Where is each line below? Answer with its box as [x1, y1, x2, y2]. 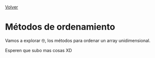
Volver [5, 4, 18, 10]
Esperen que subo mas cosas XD [5, 47, 72, 53]
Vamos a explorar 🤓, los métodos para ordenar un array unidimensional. [5, 37, 151, 43]
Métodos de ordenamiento [5, 22, 115, 32]
